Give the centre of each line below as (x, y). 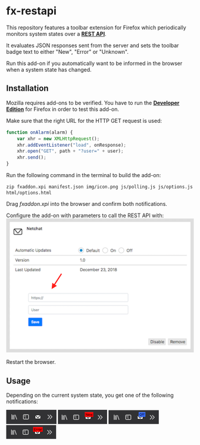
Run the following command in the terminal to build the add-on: (84, 175)
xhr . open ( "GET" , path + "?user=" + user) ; (70, 151)
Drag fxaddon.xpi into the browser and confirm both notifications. (87, 204)
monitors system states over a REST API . (56, 33)
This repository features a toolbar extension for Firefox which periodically (96, 27)
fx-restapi (31, 11)
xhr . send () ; (32, 157)
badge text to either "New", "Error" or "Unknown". (68, 51)
